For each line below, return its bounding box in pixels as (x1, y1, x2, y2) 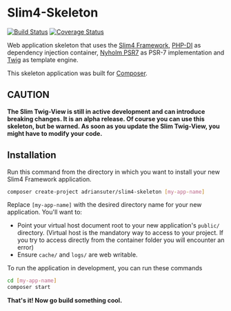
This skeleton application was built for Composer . (7, 69, 148, 77)
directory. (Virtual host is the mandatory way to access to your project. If (17, 229, 224, 237)
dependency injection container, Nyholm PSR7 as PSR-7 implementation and (7, 48, 225, 57)
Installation (7, 150, 57, 161)
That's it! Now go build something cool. (7, 297, 123, 305)
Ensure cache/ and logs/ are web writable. (17, 250, 138, 259)
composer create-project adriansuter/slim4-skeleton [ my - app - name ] (7, 188, 205, 195)
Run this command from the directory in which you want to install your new (7, 168, 221, 176)
